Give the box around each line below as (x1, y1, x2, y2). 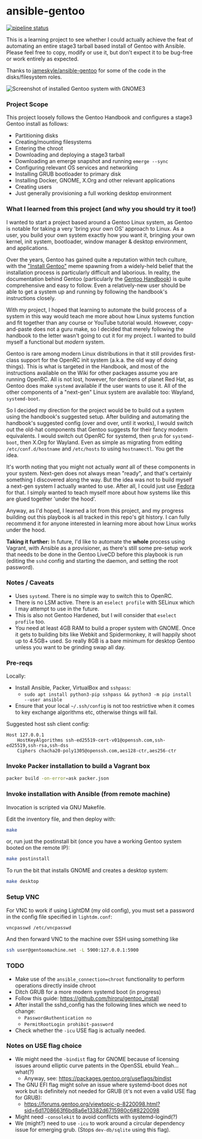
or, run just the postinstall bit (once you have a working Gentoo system (6, 838, 182, 845)
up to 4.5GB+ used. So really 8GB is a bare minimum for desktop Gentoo (14, 637, 195, 644)
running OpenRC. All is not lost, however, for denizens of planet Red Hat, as (6, 376, 194, 383)
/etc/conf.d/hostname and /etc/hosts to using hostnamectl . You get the (6, 445, 184, 452)
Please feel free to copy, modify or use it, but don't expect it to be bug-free (6, 48, 193, 56)
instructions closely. (6, 294, 56, 301)
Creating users (14, 183, 52, 191)
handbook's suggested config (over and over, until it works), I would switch (6, 419, 194, 426)
